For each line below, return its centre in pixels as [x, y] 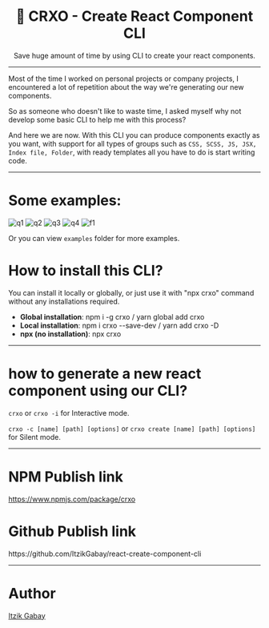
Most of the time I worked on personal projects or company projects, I [123, 78]
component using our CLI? [98, 391]
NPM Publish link [66, 477]
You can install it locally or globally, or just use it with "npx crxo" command [131, 292]
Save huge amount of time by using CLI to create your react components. [134, 55]
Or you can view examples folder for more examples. [94, 238]
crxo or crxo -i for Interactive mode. [69, 413]
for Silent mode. [35, 437]
